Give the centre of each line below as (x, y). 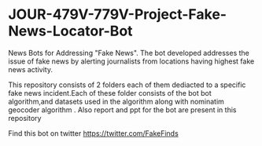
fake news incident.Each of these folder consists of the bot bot (110, 93)
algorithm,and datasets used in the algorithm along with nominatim (116, 101)
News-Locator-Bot (70, 31)
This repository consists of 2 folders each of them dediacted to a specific (127, 85)
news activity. (31, 69)
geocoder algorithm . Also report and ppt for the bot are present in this (122, 109)
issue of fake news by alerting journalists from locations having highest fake (131, 61)
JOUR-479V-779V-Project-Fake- (117, 15)
